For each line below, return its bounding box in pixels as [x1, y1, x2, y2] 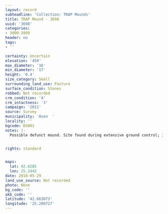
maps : [5, 159, 16, 164]
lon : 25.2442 [9, 168, 37, 174]
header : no [5, 35, 28, 40]
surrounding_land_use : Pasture [5, 81, 70, 86]
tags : [5, 40, 16, 45]
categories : [5, 26, 30, 31]
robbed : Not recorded [5, 90, 50, 95]
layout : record [5, 7, 37, 12]
